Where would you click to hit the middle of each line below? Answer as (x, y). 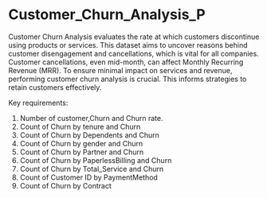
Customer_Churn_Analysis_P (107, 15)
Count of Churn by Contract (65, 185)
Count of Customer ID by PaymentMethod (88, 177)
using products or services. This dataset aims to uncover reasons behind (128, 45)
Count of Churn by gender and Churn (81, 143)
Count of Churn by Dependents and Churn (89, 135)
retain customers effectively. (55, 87)
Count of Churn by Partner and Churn (82, 152)
